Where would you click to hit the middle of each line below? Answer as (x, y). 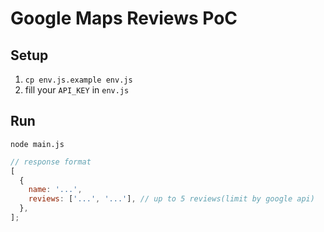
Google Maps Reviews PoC (124, 18)
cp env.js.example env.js (78, 80)
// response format (51, 162)
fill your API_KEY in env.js (77, 90)
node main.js (37, 144)
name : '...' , (55, 190)
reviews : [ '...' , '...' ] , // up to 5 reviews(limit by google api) (171, 199)
